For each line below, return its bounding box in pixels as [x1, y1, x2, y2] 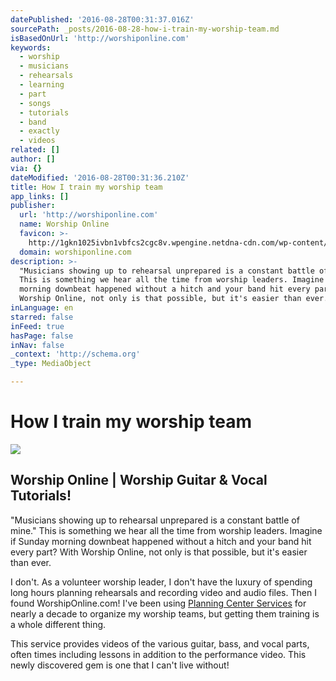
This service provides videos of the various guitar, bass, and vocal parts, [10, 637, 310, 650]
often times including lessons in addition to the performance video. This [10, 648, 307, 660]
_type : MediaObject [10, 359, 92, 369]
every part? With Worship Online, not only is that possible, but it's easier [10, 546, 308, 558]
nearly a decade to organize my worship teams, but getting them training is [10, 607, 320, 620]
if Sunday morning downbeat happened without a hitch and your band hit [10, 535, 312, 547]
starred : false [10, 312, 74, 322]
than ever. [10, 556, 52, 568]
